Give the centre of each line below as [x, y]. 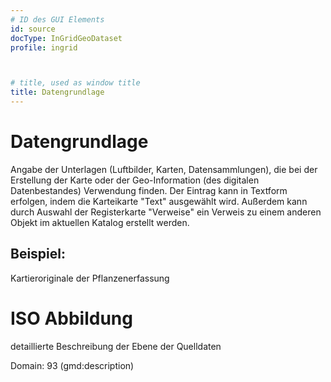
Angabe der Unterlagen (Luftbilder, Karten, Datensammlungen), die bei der [164, 169]
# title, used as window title [75, 83]
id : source [33, 29]
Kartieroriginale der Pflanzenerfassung [90, 278]
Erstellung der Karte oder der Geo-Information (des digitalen [135, 180]
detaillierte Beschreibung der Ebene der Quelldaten [116, 346]
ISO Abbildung [71, 318]
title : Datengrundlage [57, 92]
